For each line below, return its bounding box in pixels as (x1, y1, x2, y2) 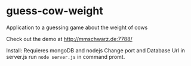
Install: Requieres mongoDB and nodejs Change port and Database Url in (6, 46, 185, 54)
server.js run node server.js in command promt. (6, 53, 125, 60)
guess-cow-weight (6, 4, 103, 18)
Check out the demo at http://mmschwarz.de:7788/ (6, 35, 133, 42)
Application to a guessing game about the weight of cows (6, 24, 148, 31)
